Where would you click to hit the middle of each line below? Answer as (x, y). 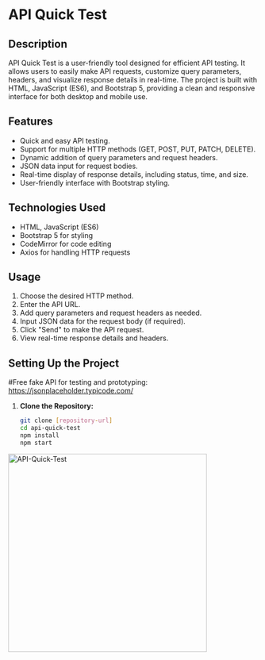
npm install (39, 436)
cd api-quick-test (50, 428)
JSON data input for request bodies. (79, 166)
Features (31, 122)
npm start (36, 443)
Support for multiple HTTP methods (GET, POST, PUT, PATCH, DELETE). (138, 149)
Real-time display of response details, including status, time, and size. (134, 174)
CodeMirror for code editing (65, 244)
